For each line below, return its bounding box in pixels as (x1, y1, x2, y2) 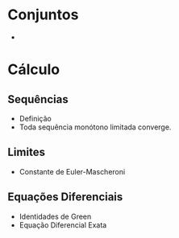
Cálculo (7, 60, 60, 79)
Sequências (7, 92, 69, 106)
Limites (7, 146, 46, 159)
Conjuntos (7, 6, 79, 24)
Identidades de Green (19, 211, 92, 221)
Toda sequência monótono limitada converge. (19, 122, 172, 132)
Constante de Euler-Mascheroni (19, 166, 126, 176)
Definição (19, 113, 52, 123)
